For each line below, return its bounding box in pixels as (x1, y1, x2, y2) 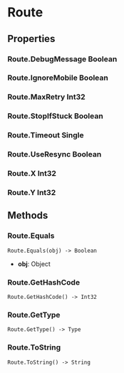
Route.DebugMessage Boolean (7, 54, 118, 64)
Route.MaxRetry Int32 (7, 92, 86, 102)
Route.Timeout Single (7, 130, 84, 140)
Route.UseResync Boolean (7, 149, 102, 159)
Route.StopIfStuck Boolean (7, 111, 103, 121)
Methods (7, 209, 48, 221)
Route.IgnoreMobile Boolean (7, 73, 108, 83)
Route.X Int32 (7, 169, 57, 179)
